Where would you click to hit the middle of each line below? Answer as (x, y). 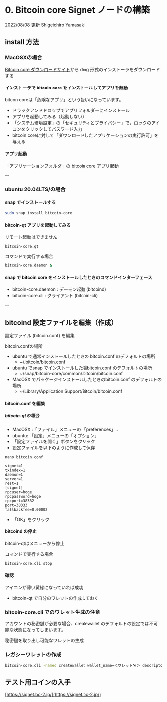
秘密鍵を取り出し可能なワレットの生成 (44, 641)
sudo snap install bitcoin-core (39, 213)
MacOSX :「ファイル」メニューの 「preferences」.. (65, 429)
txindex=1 (15, 470)
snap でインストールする (31, 202)
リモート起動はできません (31, 237)
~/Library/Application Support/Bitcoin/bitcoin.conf (71, 391)
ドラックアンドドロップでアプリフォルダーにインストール (71, 110)
